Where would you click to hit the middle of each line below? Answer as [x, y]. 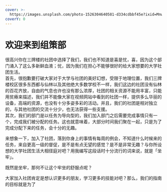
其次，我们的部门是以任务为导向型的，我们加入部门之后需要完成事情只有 [79, 116]
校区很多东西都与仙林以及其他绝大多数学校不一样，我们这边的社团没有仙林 [85, 84]
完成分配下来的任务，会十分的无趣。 [42, 128]
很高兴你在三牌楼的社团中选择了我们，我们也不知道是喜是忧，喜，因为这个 [81, 60]
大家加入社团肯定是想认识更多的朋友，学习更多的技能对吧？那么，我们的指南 [83, 178]
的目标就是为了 [20, 185]
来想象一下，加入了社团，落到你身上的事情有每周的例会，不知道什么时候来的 [83, 138]
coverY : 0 [15, 19]
